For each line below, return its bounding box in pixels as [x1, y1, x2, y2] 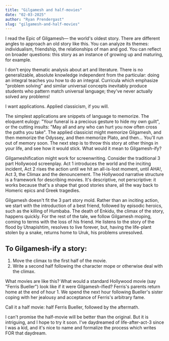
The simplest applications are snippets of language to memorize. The [5, 113, 149, 119]
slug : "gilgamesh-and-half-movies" [5, 21, 80, 27]
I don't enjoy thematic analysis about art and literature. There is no [5, 67, 143, 73]
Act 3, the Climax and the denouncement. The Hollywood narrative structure [5, 172, 164, 178]
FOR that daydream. [5, 330, 47, 336]
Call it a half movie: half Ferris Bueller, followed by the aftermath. [5, 304, 140, 310]
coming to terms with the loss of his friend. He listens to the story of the [5, 219, 155, 225]
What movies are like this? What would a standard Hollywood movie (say [5, 278, 156, 284]
